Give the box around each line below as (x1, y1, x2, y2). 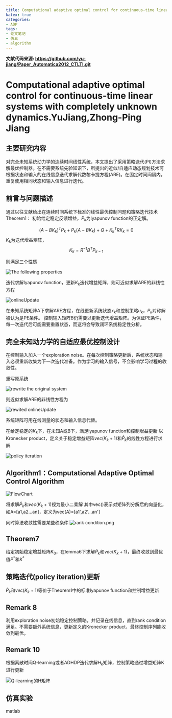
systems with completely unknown (6, 101, 158, 112)
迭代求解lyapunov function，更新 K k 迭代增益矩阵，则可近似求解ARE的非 (6, 280, 156, 287)
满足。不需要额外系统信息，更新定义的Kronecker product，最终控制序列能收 (6, 624, 166, 630)
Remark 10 (6, 645, 40, 654)
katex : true (6, 12, 31, 17)
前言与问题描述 (6, 194, 53, 203)
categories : (6, 17, 31, 22)
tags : (6, 27, 17, 32)
